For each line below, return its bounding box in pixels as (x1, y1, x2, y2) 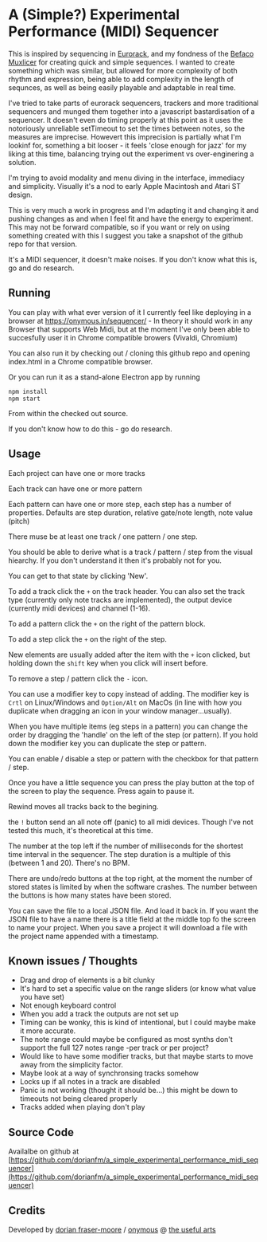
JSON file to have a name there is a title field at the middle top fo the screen (8, 914, 257, 924)
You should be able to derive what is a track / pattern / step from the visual (8, 547, 253, 556)
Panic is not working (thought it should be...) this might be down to (19, 1086, 238, 1095)
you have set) (19, 992, 65, 1002)
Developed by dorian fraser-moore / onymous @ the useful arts (8, 1225, 216, 1234)
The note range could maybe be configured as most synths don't (19, 1035, 233, 1044)
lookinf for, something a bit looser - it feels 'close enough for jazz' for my (8, 140, 247, 150)
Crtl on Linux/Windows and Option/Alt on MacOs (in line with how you (8, 698, 242, 707)
